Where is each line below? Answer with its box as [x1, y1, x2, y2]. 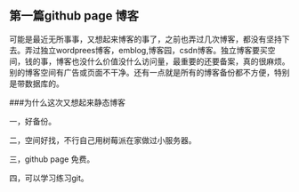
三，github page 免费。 [9, 154, 95, 164]
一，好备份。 [9, 116, 56, 126]
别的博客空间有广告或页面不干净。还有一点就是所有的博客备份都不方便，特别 [9, 67, 290, 77]
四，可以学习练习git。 [9, 172, 89, 183]
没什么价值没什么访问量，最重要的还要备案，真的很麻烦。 [78, 56, 290, 67]
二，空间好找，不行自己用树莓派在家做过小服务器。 [9, 134, 197, 145]
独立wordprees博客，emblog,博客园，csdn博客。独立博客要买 [39, 44, 269, 55]
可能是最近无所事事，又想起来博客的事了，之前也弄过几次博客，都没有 [9, 34, 267, 44]
